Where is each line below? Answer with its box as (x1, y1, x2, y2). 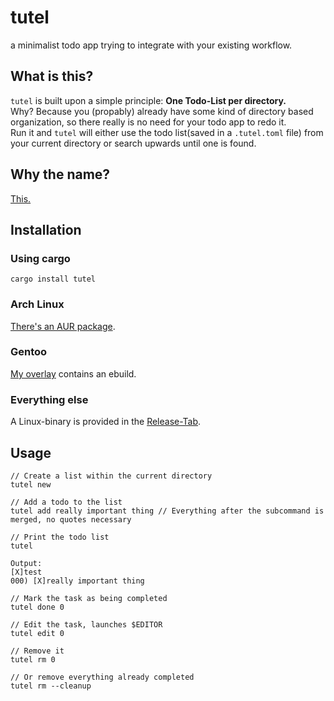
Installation (10, 221, 82, 238)
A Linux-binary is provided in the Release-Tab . (10, 416, 202, 428)
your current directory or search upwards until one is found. (10, 137, 257, 149)
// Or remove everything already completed (10, 672, 195, 682)
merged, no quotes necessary (10, 514, 132, 525)
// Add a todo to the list (10, 497, 123, 507)
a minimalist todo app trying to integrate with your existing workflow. (10, 39, 293, 51)
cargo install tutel (10, 274, 97, 285)
